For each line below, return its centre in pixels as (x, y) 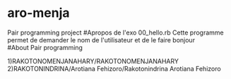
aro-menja (38, 13)
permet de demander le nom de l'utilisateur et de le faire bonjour (101, 39)
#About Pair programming (45, 47)
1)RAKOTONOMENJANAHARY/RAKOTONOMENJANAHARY (93, 61)
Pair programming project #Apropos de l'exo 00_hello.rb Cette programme (115, 32)
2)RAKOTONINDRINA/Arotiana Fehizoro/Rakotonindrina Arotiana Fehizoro (114, 68)
